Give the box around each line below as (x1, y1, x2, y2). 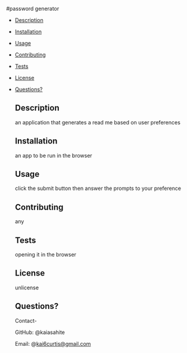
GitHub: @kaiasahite (14, 329, 66, 336)
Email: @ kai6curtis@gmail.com (14, 340, 91, 347)
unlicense (14, 284, 39, 291)
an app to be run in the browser (14, 152, 92, 159)
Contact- (14, 317, 37, 324)
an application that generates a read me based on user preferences (14, 118, 180, 126)
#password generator (6, 5, 60, 12)
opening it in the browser (14, 251, 76, 258)
